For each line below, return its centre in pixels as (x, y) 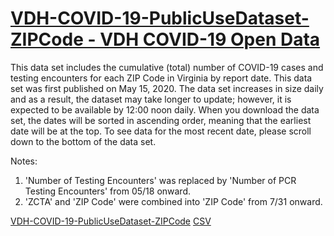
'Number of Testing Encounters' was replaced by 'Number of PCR (160, 180)
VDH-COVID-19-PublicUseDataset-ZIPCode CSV (111, 221)
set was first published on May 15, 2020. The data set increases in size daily (167, 88)
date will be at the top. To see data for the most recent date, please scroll (161, 131)
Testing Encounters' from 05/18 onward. (108, 191)
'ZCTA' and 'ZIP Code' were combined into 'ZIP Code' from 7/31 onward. (173, 201)
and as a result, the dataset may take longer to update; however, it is (151, 99)
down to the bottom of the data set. (83, 141)
